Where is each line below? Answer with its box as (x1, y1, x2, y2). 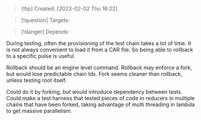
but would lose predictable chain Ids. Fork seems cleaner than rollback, (6, 70, 183, 77)
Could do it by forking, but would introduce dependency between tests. (6, 88, 183, 95)
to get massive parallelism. (6, 107, 73, 114)
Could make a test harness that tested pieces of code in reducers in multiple (6, 95, 195, 101)
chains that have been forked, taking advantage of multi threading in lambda (6, 101, 195, 108)
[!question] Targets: (20, 17, 70, 23)
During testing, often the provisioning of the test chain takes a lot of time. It (6, 40, 191, 47)
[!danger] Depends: (20, 28, 70, 35)
